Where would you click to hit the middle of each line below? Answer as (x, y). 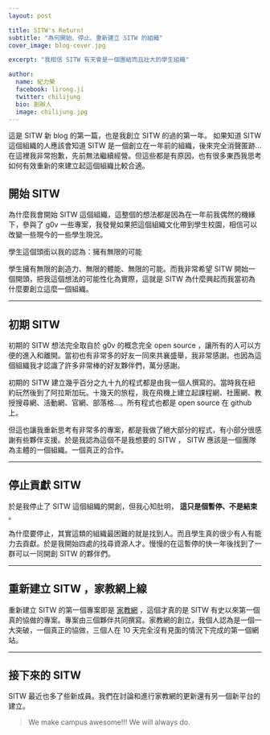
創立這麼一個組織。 (61, 289)
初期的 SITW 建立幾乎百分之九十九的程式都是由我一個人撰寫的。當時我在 (129, 382)
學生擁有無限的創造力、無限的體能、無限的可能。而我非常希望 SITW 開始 (129, 269)
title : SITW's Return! (46, 30)
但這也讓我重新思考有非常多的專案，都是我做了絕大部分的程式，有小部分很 (131, 430)
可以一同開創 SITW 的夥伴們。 (65, 553)
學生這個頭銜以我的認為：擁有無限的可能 (75, 252)
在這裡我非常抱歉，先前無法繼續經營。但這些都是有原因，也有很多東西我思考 (135, 156)
